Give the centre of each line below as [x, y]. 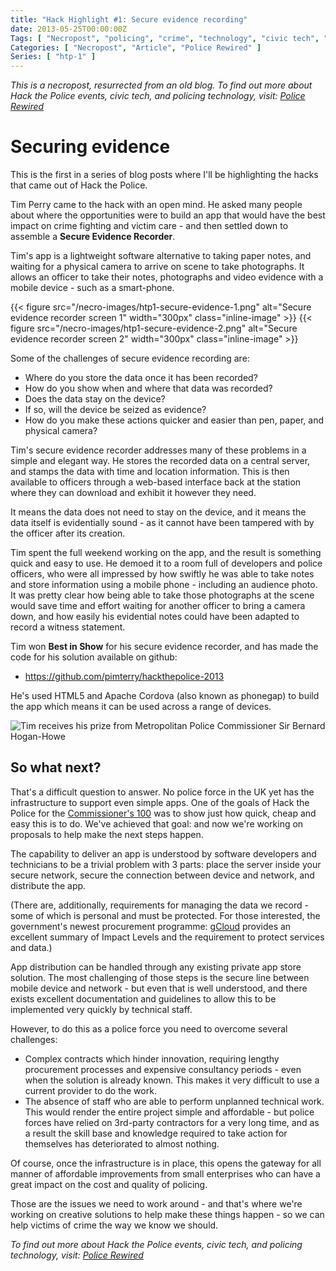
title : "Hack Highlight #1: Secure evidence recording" [129, 19]
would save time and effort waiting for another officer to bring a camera [158, 606]
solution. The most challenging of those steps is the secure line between [160, 977]
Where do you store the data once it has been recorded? [141, 378]
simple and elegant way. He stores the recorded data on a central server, [160, 461]
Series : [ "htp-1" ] [53, 57]
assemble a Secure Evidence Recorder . [93, 237]
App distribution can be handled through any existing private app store [156, 967]
